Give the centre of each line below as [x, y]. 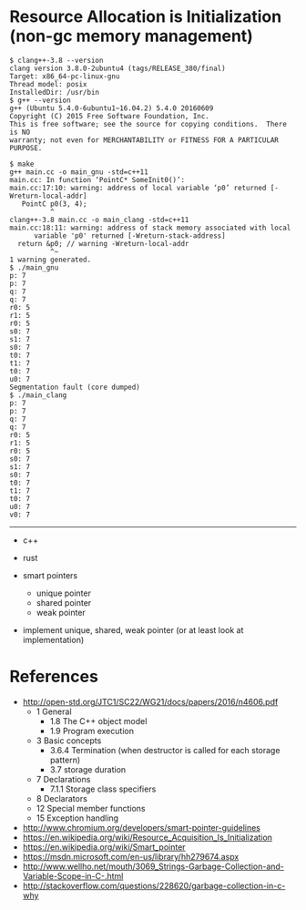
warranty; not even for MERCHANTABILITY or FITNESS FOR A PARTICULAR [144, 140]
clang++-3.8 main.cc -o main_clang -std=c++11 [99, 220]
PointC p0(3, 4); [55, 204]
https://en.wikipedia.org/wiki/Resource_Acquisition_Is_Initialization [148, 837]
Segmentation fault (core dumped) [75, 387]
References [54, 677]
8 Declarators [62, 798]
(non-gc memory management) [131, 36]
